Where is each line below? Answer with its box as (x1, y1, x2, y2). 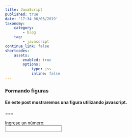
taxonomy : (5, 21, 26, 26)
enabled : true (23, 57, 52, 62)
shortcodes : (5, 48, 29, 53)
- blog (23, 30, 36, 35)
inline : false (31, 71, 60, 76)
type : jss (31, 67, 52, 72)
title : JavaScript (5, 7, 43, 12)
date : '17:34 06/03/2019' (5, 16, 58, 21)
